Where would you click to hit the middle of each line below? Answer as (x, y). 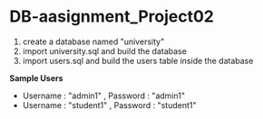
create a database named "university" (93, 41)
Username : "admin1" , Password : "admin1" (104, 96)
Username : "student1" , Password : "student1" (109, 105)
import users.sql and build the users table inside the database (138, 60)
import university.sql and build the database (105, 50)
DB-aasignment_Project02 (112, 17)
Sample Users (36, 78)
